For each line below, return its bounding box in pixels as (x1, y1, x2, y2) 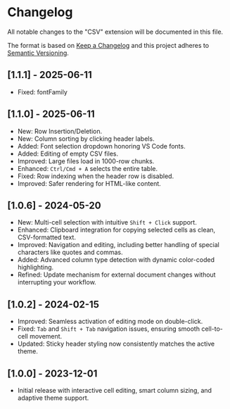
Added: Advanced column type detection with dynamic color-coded (17, 256, 215, 264)
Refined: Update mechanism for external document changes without (17, 270, 216, 279)
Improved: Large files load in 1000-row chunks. (17, 156, 155, 165)
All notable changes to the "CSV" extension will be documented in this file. (7, 27, 224, 36)
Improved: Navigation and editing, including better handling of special (17, 241, 219, 249)
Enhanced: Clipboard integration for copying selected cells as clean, (17, 226, 216, 234)
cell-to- (201, 325, 224, 333)
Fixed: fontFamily (17, 87, 68, 96)
